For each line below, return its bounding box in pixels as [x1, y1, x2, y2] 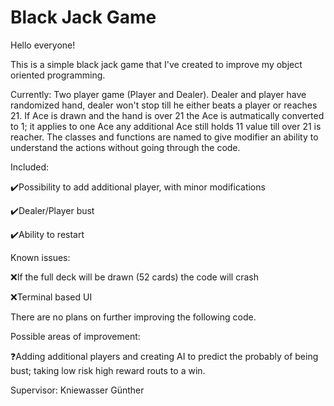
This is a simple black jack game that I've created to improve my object [10, 58, 303, 70]
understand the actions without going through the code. [10, 141, 241, 153]
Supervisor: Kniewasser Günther [10, 384, 145, 396]
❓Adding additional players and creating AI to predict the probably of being [10, 350, 319, 362]
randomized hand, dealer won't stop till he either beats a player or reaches [10, 99, 318, 111]
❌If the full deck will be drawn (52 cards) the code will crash [10, 271, 259, 283]
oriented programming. [10, 69, 106, 81]
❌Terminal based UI [10, 291, 93, 303]
